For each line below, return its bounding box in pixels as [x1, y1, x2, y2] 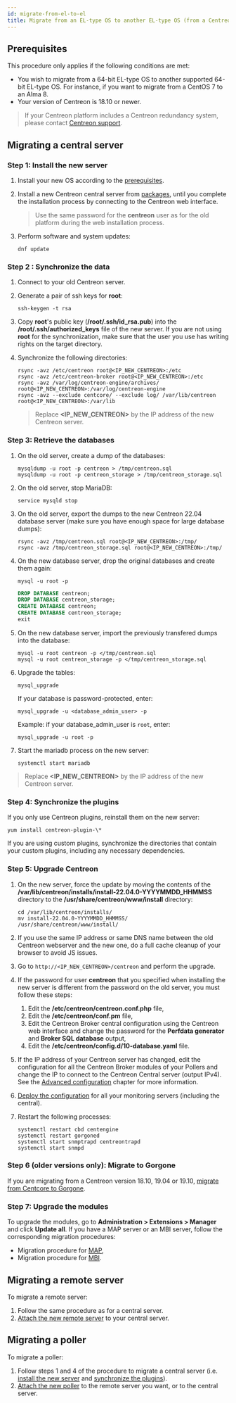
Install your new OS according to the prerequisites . [17, 177, 164, 184]
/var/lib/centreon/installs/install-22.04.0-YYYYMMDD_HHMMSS [17, 887, 212, 896]
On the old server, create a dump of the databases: [17, 451, 166, 459]
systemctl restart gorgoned [17, 1132, 100, 1139]
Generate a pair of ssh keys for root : [17, 291, 123, 300]
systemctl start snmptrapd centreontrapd [17, 1138, 140, 1145]
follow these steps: [17, 990, 72, 999]
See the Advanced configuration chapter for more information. [17, 1077, 199, 1086]
